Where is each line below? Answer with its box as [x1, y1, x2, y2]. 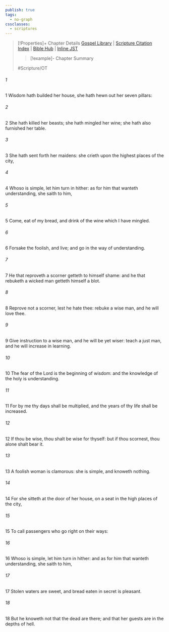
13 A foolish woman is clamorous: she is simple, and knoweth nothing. [5, 468, 150, 474]
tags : [5, 12, 17, 17]
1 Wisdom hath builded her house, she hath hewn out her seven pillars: [5, 92, 152, 99]
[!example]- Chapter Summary [30, 55, 94, 61]
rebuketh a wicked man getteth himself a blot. [5, 278, 100, 284]
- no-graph [10, 17, 33, 22]
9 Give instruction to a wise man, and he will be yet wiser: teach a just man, [5, 337, 161, 343]
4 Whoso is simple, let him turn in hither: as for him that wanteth [5, 185, 138, 191]
